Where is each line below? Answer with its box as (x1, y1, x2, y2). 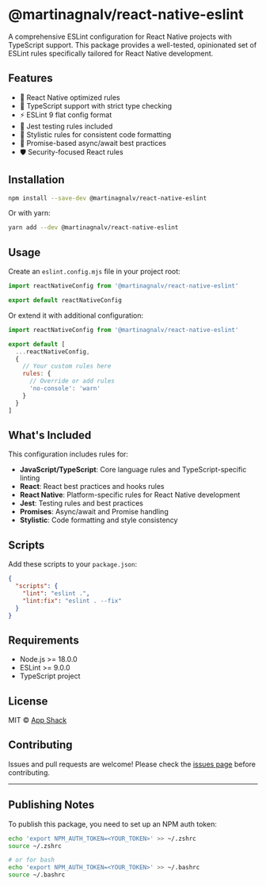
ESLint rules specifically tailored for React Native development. (8, 48, 214, 58)
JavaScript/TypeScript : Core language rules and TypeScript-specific (19, 465, 247, 475)
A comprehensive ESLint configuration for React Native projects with (8, 32, 232, 41)
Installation (8, 173, 65, 187)
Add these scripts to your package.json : (8, 559, 137, 569)
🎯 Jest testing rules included (19, 121, 113, 131)
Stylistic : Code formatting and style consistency (19, 515, 178, 525)
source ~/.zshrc (8, 842, 62, 850)
